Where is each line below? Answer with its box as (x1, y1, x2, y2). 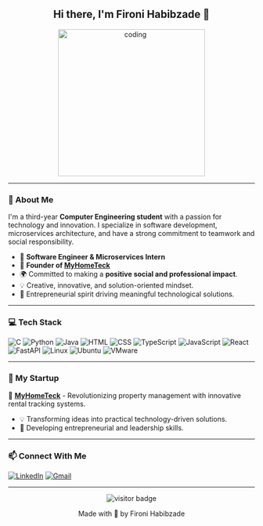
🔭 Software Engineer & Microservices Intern (19, 252, 166, 262)
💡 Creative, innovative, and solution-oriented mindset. (19, 281, 194, 290)
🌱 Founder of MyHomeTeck (19, 260, 111, 270)
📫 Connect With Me (8, 450, 87, 461)
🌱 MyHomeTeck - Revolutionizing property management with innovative (8, 390, 241, 400)
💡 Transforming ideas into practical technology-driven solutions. (19, 414, 228, 423)
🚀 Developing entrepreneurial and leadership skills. (19, 423, 184, 432)
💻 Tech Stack (8, 317, 63, 328)
